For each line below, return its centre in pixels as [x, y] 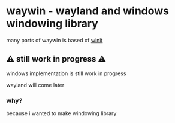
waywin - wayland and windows [88, 11]
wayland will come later [35, 85]
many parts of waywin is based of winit [55, 40]
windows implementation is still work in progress [66, 73]
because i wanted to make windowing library [61, 113]
